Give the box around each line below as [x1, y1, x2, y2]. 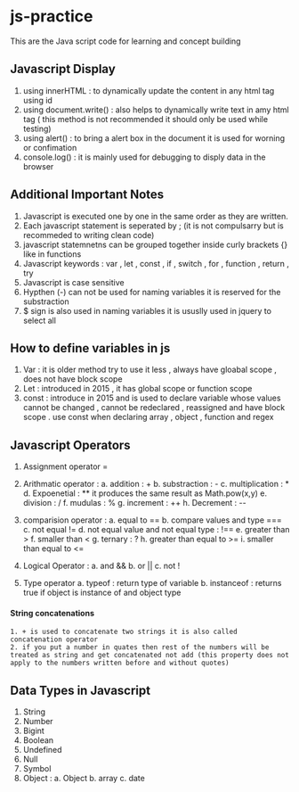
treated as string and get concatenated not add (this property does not [10, 651, 290, 660]
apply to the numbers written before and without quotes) [10, 658, 230, 668]
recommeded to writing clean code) [22, 229, 155, 240]
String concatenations [10, 607, 95, 618]
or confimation [22, 142, 77, 153]
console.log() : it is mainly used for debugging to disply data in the [22, 152, 266, 162]
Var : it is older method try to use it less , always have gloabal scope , [22, 364, 277, 375]
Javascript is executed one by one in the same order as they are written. [22, 210, 288, 221]
